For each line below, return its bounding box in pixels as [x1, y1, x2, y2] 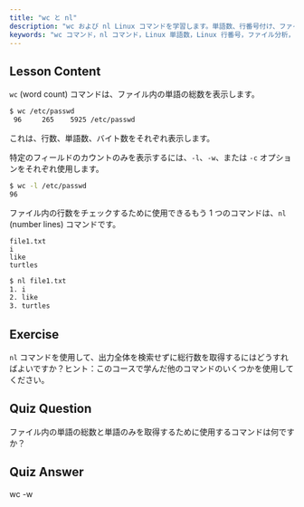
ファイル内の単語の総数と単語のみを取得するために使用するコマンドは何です [9, 426, 295, 437]
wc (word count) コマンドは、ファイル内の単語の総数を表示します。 [9, 89, 260, 100]
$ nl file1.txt [9, 276, 67, 285]
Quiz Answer [9, 464, 84, 480]
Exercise [9, 327, 60, 342]
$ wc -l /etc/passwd [9, 181, 88, 190]
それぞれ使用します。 [24, 163, 104, 174]
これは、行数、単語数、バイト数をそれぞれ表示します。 [9, 132, 215, 143]
